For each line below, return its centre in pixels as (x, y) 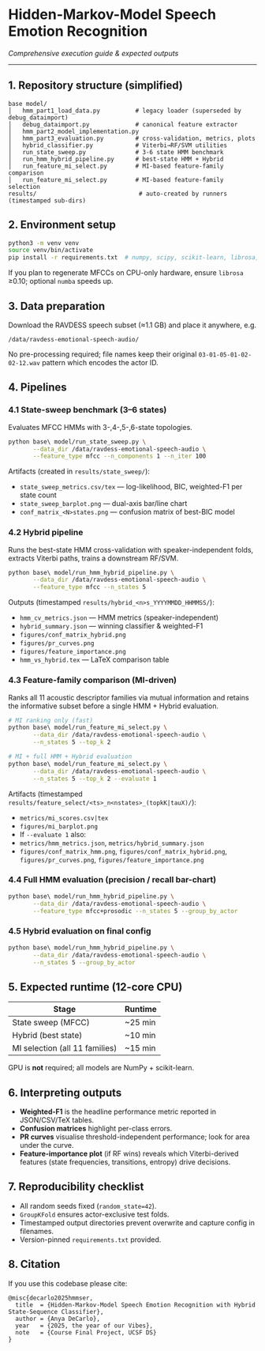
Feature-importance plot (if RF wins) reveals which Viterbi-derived (129, 1153)
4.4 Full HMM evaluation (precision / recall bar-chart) (112, 880)
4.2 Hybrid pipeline (46, 533)
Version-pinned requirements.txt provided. (90, 1240)
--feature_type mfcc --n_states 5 (90, 587)
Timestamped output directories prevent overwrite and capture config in (137, 1222)
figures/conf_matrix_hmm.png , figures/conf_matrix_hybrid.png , (123, 851)
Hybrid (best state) (47, 1036)
